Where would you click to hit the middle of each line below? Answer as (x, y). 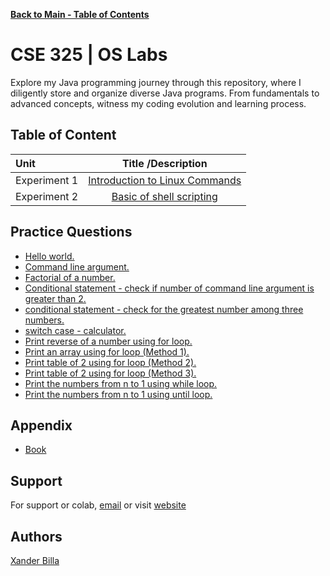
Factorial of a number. (70, 277)
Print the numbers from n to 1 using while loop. (121, 383)
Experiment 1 (47, 180)
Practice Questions (71, 232)
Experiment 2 (47, 196)
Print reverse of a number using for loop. (108, 341)
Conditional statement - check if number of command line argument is (169, 288)
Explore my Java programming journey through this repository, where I (156, 82)
